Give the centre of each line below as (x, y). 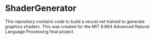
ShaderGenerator (41, 8)
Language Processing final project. (40, 31)
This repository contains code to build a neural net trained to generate (75, 21)
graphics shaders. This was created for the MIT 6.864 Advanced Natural (77, 26)
